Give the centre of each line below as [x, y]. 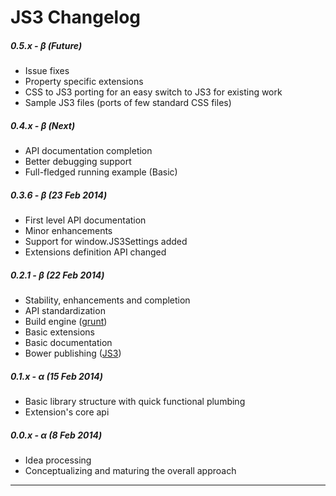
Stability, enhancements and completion [107, 300]
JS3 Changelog [76, 17]
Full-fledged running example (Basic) [101, 172]
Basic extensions [60, 332]
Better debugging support [78, 162]
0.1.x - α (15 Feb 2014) [57, 376]
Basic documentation [68, 343]
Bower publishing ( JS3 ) [73, 353]
